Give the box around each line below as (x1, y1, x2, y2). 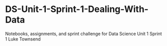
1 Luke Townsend (5, 36, 41, 42)
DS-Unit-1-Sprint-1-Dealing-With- (5, 3, 149, 15)
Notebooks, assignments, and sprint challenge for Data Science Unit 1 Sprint (5, 30, 162, 36)
